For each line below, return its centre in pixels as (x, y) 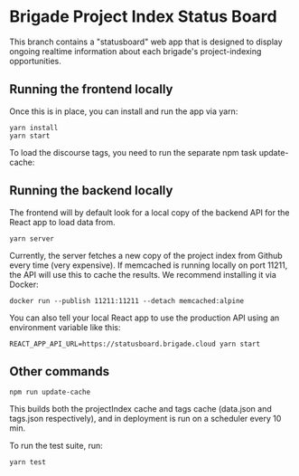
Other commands (60, 371)
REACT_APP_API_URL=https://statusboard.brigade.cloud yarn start (135, 344)
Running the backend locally (91, 190)
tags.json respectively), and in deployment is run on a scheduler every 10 (145, 419)
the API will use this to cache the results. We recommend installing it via (143, 274)
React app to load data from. (62, 222)
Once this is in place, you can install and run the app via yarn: (124, 111)
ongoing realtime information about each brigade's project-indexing (135, 51)
